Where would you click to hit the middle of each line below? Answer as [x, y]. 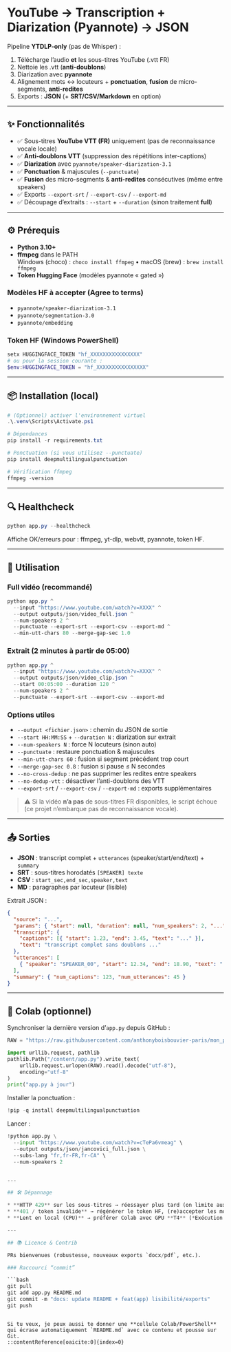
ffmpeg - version [30, 478]
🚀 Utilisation [34, 567]
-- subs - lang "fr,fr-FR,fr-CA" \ [60, 1155]
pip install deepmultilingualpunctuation [67, 459]
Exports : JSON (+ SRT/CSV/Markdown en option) [89, 96]
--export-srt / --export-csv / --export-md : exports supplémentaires [114, 788]
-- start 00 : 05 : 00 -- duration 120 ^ [64, 685]
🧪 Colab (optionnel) [49, 1011]
